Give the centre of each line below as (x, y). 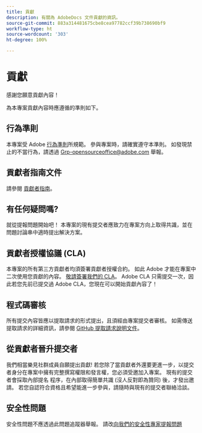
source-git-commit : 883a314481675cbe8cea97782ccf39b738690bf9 (86, 23)
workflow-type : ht (29, 29)
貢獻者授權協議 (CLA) (46, 253)
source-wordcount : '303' (37, 34)
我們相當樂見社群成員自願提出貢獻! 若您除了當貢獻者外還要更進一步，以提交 (100, 364)
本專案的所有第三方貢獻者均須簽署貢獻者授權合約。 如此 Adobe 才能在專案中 (101, 269)
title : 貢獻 (20, 12)
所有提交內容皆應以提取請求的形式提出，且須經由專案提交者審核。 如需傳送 (99, 320)
